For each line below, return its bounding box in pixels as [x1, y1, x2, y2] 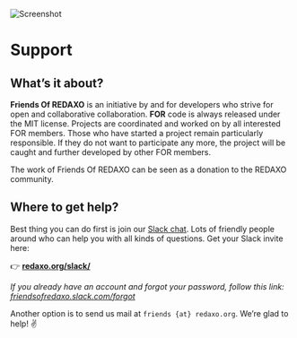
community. [10, 174, 54, 184]
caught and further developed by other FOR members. [10, 147, 212, 157]
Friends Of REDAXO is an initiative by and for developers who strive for [10, 100, 274, 109]
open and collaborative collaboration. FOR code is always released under [10, 108, 281, 119]
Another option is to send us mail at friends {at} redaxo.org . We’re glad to [10, 308, 289, 318]
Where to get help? [10, 200, 119, 215]
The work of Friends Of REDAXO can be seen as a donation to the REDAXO [10, 164, 287, 175]
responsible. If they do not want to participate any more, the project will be [10, 137, 286, 148]
